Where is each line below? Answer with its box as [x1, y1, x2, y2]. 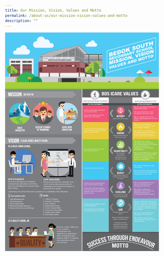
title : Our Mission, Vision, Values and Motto [5, 8, 102, 13]
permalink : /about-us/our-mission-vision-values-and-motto [5, 13, 128, 18]
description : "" [5, 18, 38, 23]
